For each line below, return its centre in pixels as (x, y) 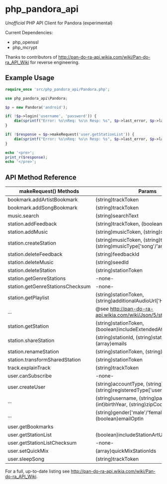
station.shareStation (31, 341)
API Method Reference (41, 177)
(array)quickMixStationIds (126, 451)
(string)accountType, (120, 384)
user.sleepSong (26, 459)
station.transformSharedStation (44, 360)
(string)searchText (117, 216)
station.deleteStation (32, 271)
